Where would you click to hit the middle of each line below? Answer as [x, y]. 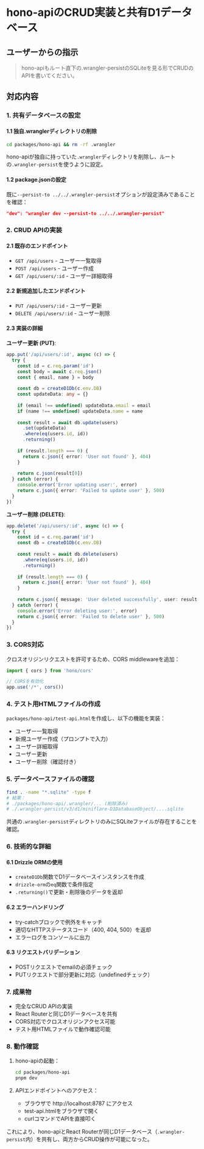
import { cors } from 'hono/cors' [50, 671]
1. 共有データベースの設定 [44, 115]
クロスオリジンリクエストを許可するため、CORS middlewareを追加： [93, 659]
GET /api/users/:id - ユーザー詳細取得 [64, 276]
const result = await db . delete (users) [68, 554]
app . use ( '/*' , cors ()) [35, 687]
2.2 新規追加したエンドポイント [46, 291]
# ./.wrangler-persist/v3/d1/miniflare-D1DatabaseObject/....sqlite [95, 809]
